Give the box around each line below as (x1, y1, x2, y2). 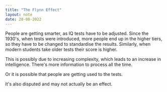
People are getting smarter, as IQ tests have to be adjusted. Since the (5, 31, 149, 37)
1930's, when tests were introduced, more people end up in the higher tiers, (5, 36, 162, 42)
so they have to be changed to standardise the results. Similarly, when (5, 41, 151, 47)
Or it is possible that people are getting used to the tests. (5, 71, 123, 77)
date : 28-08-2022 (5, 17, 42, 22)
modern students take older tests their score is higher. (5, 46, 117, 53)
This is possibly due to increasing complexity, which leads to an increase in (5, 56, 161, 62)
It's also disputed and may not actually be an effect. (5, 81, 113, 87)
